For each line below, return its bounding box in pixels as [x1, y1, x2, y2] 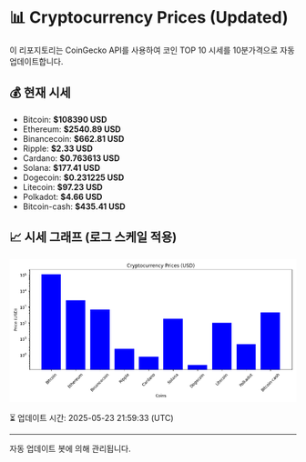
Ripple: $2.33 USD [22, 143, 94, 154]
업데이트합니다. [9, 55, 64, 66]
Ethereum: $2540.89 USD [22, 124, 121, 135]
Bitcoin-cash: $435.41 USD [22, 201, 126, 212]
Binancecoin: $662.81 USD [22, 133, 125, 144]
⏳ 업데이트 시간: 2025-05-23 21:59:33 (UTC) [9, 412, 175, 423]
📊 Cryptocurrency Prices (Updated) [9, 7, 289, 28]
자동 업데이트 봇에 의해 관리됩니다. [9, 443, 131, 454]
